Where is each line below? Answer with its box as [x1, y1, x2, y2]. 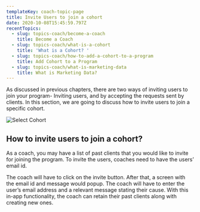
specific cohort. [6, 105, 45, 112]
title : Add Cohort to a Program [17, 58, 97, 64]
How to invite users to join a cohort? [6, 133, 143, 144]
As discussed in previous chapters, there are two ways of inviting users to [6, 86, 188, 93]
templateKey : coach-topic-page [6, 8, 84, 15]
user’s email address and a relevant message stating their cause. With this [6, 186, 189, 194]
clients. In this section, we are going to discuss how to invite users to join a [6, 99, 190, 106]
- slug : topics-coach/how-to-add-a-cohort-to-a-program [11, 53, 153, 59]
